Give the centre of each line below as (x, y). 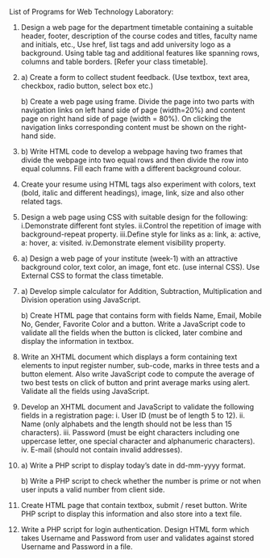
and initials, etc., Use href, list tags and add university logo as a (126, 44)
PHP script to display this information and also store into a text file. (131, 514)
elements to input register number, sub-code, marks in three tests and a (140, 365)
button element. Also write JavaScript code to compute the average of (137, 374)
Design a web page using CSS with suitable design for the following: (134, 217)
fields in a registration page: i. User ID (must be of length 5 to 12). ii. (133, 415)
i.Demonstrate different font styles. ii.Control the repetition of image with (141, 226)
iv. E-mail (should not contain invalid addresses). (102, 450)
